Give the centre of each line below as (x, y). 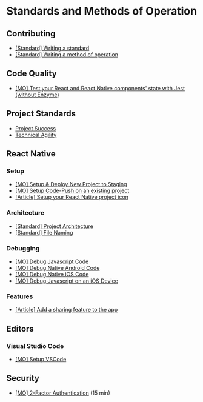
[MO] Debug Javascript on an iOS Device (66, 281)
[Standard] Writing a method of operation (67, 55)
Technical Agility (36, 135)
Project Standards (41, 114)
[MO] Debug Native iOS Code (52, 274)
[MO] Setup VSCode (41, 359)
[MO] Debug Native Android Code (57, 267)
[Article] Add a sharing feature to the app (66, 310)
